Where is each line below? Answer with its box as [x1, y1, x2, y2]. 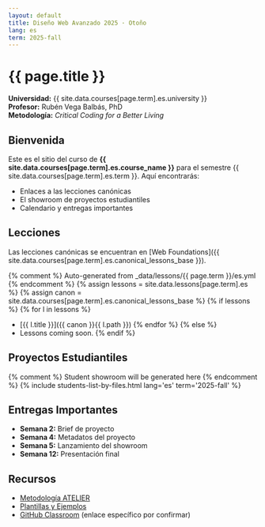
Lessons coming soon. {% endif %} [19, 328, 136, 337]
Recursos [8, 472, 57, 486]
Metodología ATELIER [19, 493, 90, 503]
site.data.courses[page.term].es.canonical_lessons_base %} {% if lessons [8, 295, 251, 305]
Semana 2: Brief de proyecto [19, 424, 115, 434]
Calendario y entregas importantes [19, 203, 133, 213]
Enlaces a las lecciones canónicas [19, 186, 132, 196]
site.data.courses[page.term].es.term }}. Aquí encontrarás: [8, 171, 200, 180]
